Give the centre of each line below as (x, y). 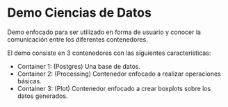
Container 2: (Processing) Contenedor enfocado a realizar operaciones (119, 74)
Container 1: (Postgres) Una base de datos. (79, 66)
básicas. (29, 81)
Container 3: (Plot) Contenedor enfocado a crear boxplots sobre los (114, 88)
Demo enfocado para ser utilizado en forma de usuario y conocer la (104, 32)
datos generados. (42, 96)
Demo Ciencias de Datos (79, 13)
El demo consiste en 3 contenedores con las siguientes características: (109, 53)
